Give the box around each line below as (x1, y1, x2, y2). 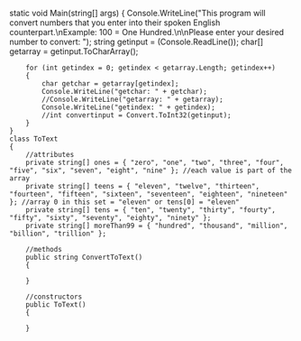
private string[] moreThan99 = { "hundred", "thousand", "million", (25, 221, 288, 230)
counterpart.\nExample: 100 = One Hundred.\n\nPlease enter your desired (9, 27, 285, 37)
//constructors (25, 292, 83, 301)
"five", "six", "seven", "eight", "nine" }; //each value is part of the (9, 166, 293, 175)
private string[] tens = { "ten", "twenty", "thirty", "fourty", (25, 206, 277, 215)
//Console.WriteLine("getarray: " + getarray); (41, 95, 223, 104)
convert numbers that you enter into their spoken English (9, 17, 221, 28)
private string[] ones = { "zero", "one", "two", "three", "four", (25, 158, 284, 167)
